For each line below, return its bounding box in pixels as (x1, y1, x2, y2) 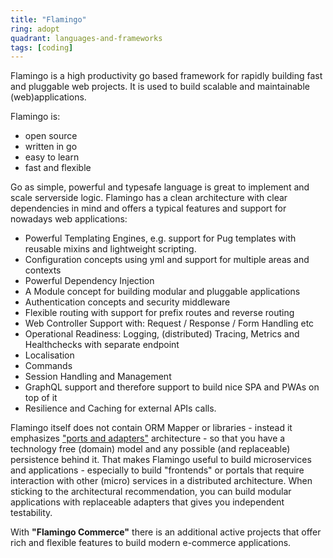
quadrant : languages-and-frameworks (10, 33, 163, 43)
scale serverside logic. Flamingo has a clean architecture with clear (10, 192, 288, 204)
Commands (24, 360, 73, 372)
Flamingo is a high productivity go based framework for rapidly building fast (10, 70, 323, 82)
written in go (24, 141, 78, 153)
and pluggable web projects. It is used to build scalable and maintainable (10, 81, 310, 93)
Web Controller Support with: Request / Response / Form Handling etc (24, 317, 315, 330)
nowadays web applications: (10, 213, 128, 225)
